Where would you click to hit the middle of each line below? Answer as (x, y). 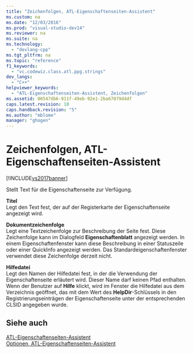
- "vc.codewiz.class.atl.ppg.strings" (59, 72)
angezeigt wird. (25, 213)
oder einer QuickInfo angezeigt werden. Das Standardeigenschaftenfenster (96, 250)
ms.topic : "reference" (34, 60)
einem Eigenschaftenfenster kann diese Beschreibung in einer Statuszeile (95, 243)
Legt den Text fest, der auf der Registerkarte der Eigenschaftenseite (88, 207)
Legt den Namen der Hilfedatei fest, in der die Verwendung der (82, 274)
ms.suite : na (22, 39)
